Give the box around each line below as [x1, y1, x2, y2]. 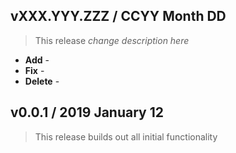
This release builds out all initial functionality [34, 130, 218, 143]
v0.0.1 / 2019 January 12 [10, 104, 164, 121]
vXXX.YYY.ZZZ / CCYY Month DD [10, 8, 227, 25]
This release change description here [34, 34, 190, 46]
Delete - [24, 75, 60, 87]
